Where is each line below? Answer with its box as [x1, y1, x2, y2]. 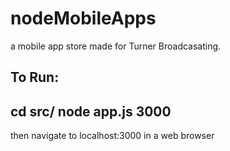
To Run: [10, 69, 60, 86]
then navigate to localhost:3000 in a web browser [10, 130, 215, 142]
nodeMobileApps [10, 7, 157, 30]
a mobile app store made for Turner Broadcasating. [10, 40, 222, 52]
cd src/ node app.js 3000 [10, 103, 172, 120]
